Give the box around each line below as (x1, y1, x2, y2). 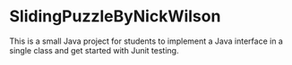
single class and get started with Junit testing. (9, 45, 179, 55)
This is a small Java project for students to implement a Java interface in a (9, 36, 284, 46)
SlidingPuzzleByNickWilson (9, 6, 221, 27)
